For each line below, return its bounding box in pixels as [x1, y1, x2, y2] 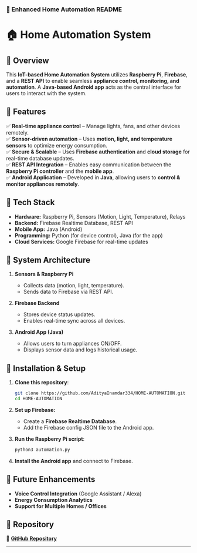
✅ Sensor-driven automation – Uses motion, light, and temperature [6, 135, 173, 142]
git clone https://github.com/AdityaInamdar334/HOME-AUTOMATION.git [14, 390, 186, 396]
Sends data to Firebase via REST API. [23, 288, 114, 296]
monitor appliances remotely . [6, 180, 80, 187]
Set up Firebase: [14, 406, 56, 413]
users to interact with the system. [6, 89, 87, 96]
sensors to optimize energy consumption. [6, 142, 107, 149]
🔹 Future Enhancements [6, 474, 96, 484]
